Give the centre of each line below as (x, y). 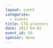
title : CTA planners (27, 24)
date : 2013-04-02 (23, 28)
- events (19, 19)
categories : (18, 14)
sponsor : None (20, 38)
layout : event (20, 10)
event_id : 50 (19, 33)
